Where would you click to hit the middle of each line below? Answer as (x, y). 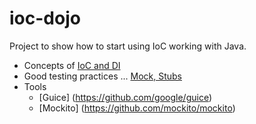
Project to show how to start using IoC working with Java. (128, 46)
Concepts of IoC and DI (72, 65)
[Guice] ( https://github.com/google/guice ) (125, 97)
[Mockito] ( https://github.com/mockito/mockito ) (137, 108)
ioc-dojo (45, 18)
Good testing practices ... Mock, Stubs (102, 76)
